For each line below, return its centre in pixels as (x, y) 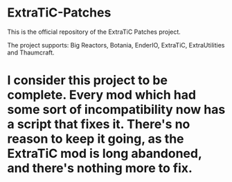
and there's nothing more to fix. (100, 169)
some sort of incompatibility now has (116, 110)
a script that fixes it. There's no (99, 124)
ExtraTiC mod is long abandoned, (105, 154)
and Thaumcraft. (31, 52)
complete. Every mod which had (101, 95)
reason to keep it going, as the (96, 139)
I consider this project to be (88, 80)
